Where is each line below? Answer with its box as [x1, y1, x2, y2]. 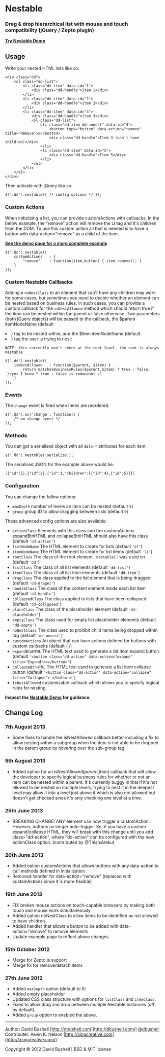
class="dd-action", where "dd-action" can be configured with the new [12, 834, 155, 840]
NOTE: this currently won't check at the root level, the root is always [5, 345, 160, 350]
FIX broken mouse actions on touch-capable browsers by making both [12, 902, 155, 908]
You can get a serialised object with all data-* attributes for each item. [5, 443, 147, 449]
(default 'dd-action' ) [12, 538, 55, 544]
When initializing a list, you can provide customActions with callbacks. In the [5, 215, 160, 221]
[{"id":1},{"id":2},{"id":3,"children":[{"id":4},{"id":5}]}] [5, 471, 135, 476]
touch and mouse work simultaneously [12, 907, 91, 913]
